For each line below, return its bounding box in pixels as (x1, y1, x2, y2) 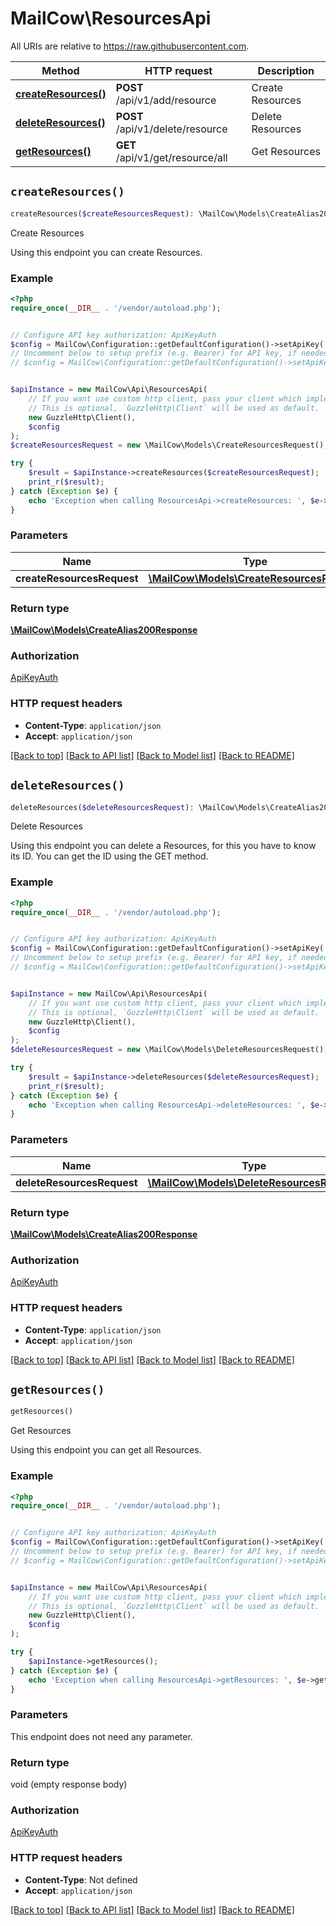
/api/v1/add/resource (115, 93, 217, 107)
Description (257, 63, 315, 77)
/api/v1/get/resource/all (115, 150, 228, 164)
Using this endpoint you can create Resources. (10, 246, 203, 258)
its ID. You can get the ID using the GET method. (10, 850, 209, 862)
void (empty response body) (10, 1778, 128, 1790)
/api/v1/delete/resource (115, 122, 228, 136)
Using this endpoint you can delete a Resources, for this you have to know (10, 840, 317, 852)
